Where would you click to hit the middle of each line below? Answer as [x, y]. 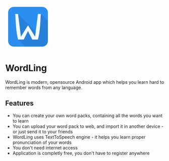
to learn [20, 121]
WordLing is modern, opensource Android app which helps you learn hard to [85, 82]
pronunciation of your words [42, 142]
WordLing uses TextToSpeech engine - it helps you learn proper [79, 137]
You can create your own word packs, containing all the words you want [88, 116]
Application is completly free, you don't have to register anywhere [81, 153]
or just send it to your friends [43, 131]
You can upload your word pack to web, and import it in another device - [88, 126]
